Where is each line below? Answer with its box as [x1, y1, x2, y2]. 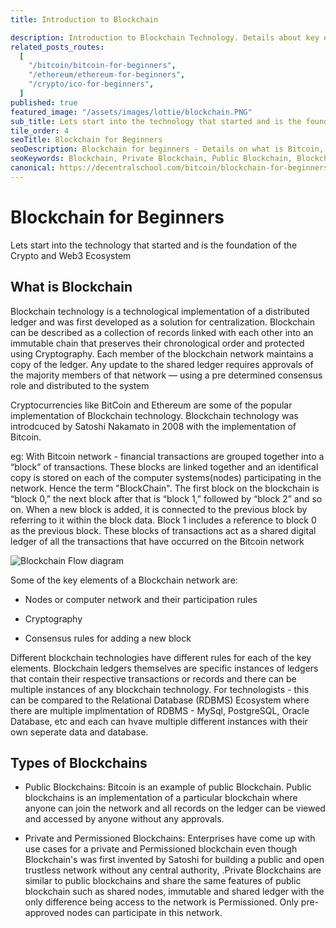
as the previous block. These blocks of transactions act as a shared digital [10, 524, 317, 536]
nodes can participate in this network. [66, 907, 223, 919]
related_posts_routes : [10, 42, 105, 52]
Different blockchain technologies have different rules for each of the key [10, 651, 312, 663]
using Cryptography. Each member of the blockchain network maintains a [10, 347, 314, 360]
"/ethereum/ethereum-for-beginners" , [28, 70, 186, 80]
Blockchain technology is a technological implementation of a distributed [10, 305, 310, 317]
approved [24, 907, 65, 919]
